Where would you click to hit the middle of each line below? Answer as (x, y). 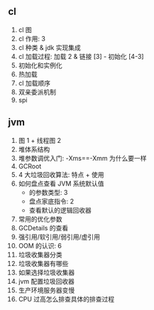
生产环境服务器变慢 (46, 290)
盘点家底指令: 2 (51, 201)
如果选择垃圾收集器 (46, 272)
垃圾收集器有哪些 (43, 263)
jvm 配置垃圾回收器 (46, 281)
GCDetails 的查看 (43, 228)
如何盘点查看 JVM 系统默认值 (61, 183)
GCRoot (30, 166)
